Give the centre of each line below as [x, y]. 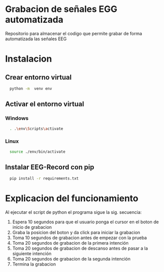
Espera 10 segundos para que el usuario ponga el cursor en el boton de [85, 222]
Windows [17, 118]
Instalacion [29, 59]
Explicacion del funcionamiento [72, 199]
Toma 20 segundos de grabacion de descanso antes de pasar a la [80, 248]
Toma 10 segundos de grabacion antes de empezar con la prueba [80, 238]
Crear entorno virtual [39, 77]
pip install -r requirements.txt [44, 179]
